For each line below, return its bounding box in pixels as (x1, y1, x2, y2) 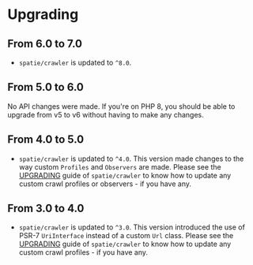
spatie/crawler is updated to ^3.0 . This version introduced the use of (18, 222, 246, 232)
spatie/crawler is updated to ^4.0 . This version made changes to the (18, 154, 244, 163)
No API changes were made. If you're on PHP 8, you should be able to (7, 101, 236, 111)
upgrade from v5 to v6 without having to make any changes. (7, 110, 204, 119)
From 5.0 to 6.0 (7, 80, 84, 94)
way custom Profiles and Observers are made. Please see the (18, 162, 222, 171)
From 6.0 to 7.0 (7, 37, 82, 50)
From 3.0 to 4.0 (7, 202, 85, 215)
